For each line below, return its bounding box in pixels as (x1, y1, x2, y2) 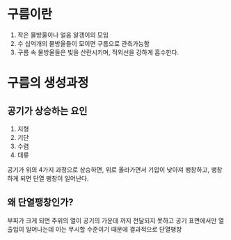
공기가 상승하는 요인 (7, 105, 88, 117)
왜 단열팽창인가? (7, 196, 74, 209)
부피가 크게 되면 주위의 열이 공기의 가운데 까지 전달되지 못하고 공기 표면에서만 (7, 216, 217, 225)
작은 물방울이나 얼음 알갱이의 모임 (17, 31, 109, 39)
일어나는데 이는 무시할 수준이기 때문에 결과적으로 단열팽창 (25, 225, 182, 233)
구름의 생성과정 (7, 75, 89, 91)
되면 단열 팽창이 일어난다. (19, 174, 89, 182)
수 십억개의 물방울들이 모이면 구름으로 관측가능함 (17, 39, 150, 47)
